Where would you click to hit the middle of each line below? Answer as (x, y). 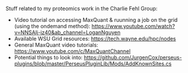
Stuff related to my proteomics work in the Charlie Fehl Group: (82, 9)
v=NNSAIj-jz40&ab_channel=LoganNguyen (67, 32)
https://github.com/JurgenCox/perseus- (133, 57)
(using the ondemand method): (52, 26)
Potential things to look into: (48, 57)
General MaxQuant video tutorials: (56, 45)
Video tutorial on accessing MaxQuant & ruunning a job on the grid (96, 20)
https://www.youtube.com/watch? (133, 26)
